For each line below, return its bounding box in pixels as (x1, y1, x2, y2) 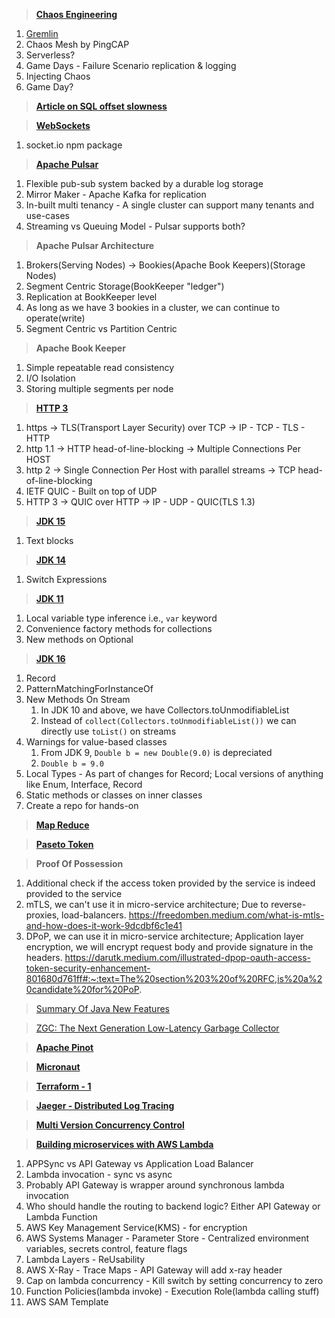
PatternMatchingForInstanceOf (25, 683, 154, 694)
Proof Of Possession (35, 858, 124, 869)
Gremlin (25, 28, 59, 39)
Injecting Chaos (25, 70, 91, 82)
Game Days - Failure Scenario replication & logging (25, 60, 237, 71)
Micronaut (35, 1061, 81, 1073)
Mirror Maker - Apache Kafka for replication (25, 189, 207, 200)
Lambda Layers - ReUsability (25, 1254, 146, 1265)
